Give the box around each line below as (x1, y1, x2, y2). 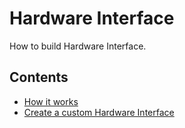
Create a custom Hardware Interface (23, 106, 175, 118)
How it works (23, 95, 79, 107)
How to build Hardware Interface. (9, 40, 147, 52)
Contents (9, 69, 69, 86)
